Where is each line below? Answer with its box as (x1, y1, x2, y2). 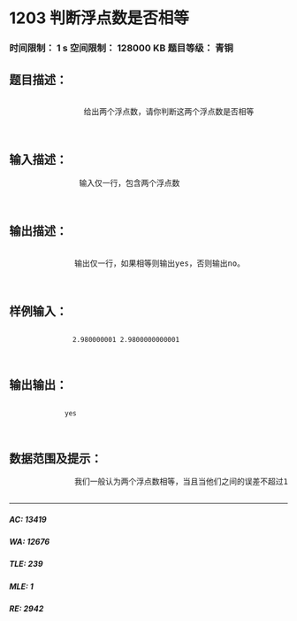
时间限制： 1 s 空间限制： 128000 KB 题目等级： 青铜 (9, 42, 234, 54)
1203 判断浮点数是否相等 (9, 8, 190, 28)
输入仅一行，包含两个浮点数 (79, 178, 180, 188)
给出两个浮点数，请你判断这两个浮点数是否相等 (83, 106, 255, 116)
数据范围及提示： (9, 451, 103, 466)
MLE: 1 (9, 581, 34, 592)
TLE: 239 (9, 559, 43, 570)
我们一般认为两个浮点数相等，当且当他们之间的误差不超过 (74, 476, 285, 486)
